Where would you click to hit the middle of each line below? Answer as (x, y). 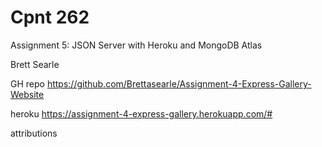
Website (27, 94)
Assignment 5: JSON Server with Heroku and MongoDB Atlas (136, 45)
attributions (34, 133)
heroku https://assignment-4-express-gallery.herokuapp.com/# (141, 113)
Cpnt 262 (50, 17)
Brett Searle (35, 64)
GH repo (27, 83)
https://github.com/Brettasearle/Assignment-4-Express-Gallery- (179, 83)
